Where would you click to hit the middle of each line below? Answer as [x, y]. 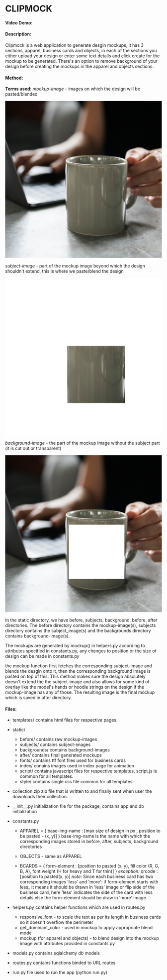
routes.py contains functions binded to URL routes [64, 963]
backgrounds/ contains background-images [65, 750]
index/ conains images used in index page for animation [77, 766]
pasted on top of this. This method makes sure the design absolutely [75, 676]
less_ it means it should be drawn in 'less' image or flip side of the [87, 887]
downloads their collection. [40, 797]
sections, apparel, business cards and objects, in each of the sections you [81, 50]
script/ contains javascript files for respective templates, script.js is [88, 771]
